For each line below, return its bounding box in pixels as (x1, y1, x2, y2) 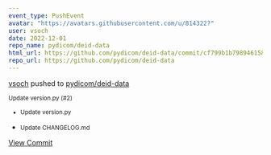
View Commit (8, 137, 53, 147)
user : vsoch (8, 27, 48, 35)
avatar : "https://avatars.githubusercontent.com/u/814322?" (8, 19, 215, 27)
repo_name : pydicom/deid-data (8, 42, 110, 50)
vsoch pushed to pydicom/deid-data (8, 78, 130, 88)
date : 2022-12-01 (8, 34, 67, 43)
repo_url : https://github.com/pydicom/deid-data (8, 57, 175, 65)
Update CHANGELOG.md (19, 124, 90, 132)
